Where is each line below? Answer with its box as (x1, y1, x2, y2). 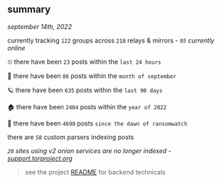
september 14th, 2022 (7, 22, 73, 30)
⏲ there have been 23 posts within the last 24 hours (7, 57, 162, 66)
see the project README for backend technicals (24, 167, 166, 176)
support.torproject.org (7, 154, 73, 162)
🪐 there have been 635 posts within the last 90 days (7, 86, 163, 94)
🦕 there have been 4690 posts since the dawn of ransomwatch (7, 118, 188, 128)
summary (7, 4, 51, 16)
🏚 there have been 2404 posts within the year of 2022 (7, 102, 167, 111)
